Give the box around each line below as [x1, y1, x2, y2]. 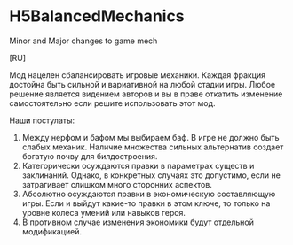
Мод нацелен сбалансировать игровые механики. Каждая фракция [9, 69, 266, 80]
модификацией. [21, 226, 83, 236]
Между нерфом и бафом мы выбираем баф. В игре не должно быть [21, 132, 280, 142]
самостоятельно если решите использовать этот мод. [9, 97, 216, 108]
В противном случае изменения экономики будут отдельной [21, 217, 255, 227]
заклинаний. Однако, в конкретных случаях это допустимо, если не [21, 170, 281, 180]
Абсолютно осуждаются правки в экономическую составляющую [21, 188, 276, 199]
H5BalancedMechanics [9, 6, 185, 27]
